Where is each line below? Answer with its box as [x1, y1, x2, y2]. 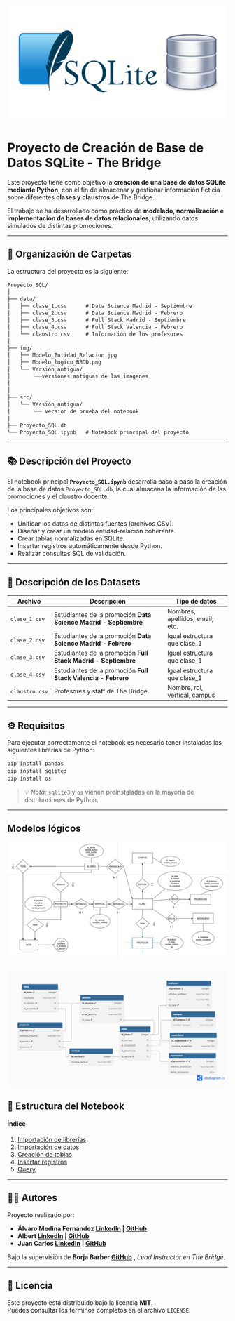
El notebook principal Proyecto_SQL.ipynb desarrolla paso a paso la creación [7, 477, 227, 486]
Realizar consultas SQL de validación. [17, 550, 127, 558]
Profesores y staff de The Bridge [53, 687, 148, 696]
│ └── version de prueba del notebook [7, 408, 139, 415]
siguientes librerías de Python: [7, 746, 95, 755]
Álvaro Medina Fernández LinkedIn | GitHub [17, 1224, 148, 1233]
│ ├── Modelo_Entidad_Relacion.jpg [7, 352, 117, 359]
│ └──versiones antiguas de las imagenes [7, 373, 149, 380]
